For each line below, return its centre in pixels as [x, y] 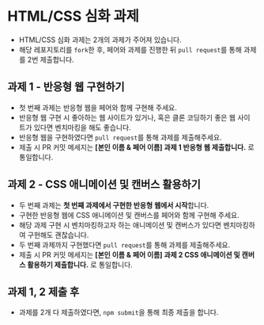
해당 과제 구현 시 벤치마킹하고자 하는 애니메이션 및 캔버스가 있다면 [120, 225]
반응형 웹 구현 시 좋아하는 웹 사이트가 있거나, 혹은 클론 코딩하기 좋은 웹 [127, 117]
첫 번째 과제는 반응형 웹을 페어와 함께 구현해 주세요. [98, 107]
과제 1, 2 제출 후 [43, 291]
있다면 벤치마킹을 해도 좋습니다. [82, 127]
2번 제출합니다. [51, 59]
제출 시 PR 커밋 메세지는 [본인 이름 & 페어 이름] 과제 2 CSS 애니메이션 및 [129, 254]
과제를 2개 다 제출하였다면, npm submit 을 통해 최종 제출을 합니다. [119, 312]
